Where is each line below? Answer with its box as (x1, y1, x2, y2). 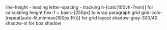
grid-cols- (141, 9, 162, 15)
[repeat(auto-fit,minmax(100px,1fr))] (5, 15, 80, 20)
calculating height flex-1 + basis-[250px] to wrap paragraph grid (5, 9, 140, 15)
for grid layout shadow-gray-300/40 (81, 15, 158, 20)
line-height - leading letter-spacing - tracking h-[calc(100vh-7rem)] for (5, 4, 154, 10)
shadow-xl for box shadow (5, 20, 62, 26)
